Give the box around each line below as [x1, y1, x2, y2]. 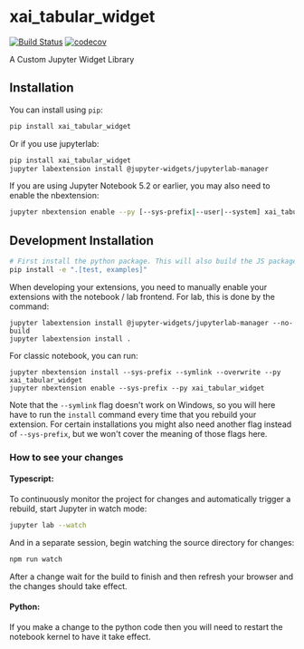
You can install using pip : [9, 104, 103, 115]
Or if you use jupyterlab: [9, 138, 100, 149]
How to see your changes [9, 450, 124, 463]
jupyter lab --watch [9, 520, 88, 529]
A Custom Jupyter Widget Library [9, 53, 135, 64]
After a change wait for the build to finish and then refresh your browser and [9, 571, 294, 582]
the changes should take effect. [9, 580, 128, 591]
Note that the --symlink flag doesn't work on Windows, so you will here [9, 399, 276, 410]
